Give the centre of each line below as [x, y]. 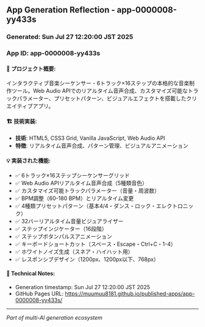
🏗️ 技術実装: [22, 121]
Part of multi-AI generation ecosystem [54, 318]
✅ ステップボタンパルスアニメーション [64, 236]
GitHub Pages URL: [39, 294]
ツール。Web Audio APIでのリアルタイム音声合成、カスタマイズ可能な [99, 91]
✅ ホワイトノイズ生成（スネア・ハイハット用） [74, 251]
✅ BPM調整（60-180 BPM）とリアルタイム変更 [74, 198]
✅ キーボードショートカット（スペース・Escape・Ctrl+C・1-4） [95, 244]
